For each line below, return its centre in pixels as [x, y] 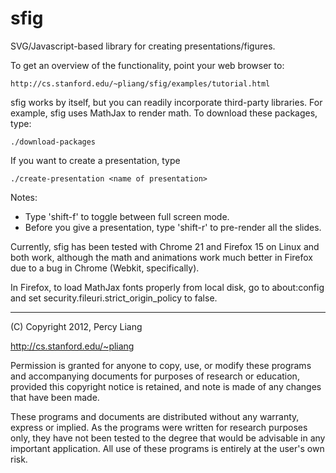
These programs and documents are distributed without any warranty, [155, 416]
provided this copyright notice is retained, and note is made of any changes [166, 386]
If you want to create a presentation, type [95, 160]
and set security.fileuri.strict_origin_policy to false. [114, 298]
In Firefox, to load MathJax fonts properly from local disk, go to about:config [167, 287]
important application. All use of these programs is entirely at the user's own [167, 448]
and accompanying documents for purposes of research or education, [155, 376]
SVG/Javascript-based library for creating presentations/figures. [143, 46]
